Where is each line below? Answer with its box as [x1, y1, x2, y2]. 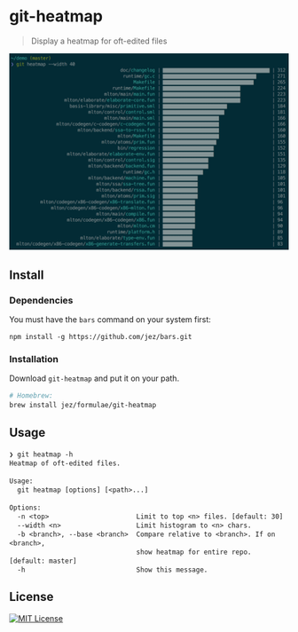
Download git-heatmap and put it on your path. [9, 373, 180, 383]
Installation [9, 352, 59, 365]
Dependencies [9, 294, 74, 306]
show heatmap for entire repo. [136, 548, 252, 557]
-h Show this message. [17, 565, 208, 574]
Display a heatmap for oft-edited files [30, 36, 168, 46]
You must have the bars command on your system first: [9, 314, 211, 325]
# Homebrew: [9, 391, 53, 400]
